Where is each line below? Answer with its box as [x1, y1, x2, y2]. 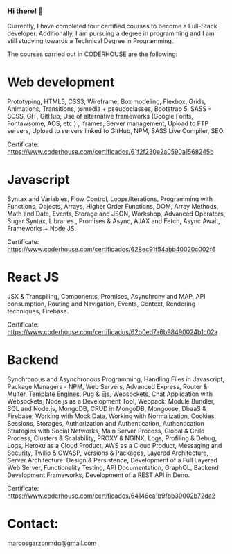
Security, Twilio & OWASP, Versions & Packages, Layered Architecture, [7, 449, 209, 457]
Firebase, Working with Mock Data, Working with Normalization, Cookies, [7, 412, 217, 420]
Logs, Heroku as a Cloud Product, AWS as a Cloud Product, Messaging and [7, 442, 222, 450]
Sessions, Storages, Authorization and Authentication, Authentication [7, 419, 204, 428]
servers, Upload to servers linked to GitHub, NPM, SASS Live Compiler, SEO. [7, 127, 225, 135]
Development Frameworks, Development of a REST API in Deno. [7, 471, 190, 479]
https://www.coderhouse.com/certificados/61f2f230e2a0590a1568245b [7, 148, 214, 156]
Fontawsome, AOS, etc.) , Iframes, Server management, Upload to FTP [7, 119, 209, 128]
